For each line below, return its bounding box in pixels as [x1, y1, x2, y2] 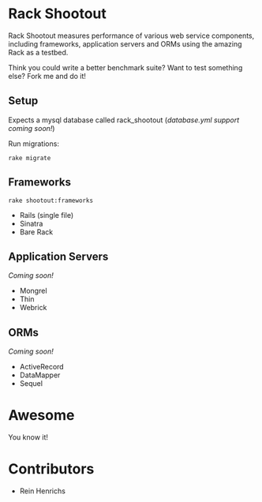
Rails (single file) [19, 210, 74, 219]
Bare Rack [19, 227, 54, 237]
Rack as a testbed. [8, 47, 69, 57]
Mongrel [19, 286, 47, 296]
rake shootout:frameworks [8, 197, 93, 204]
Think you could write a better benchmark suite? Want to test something [8, 62, 243, 72]
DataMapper [19, 370, 61, 380]
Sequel [19, 379, 43, 388]
